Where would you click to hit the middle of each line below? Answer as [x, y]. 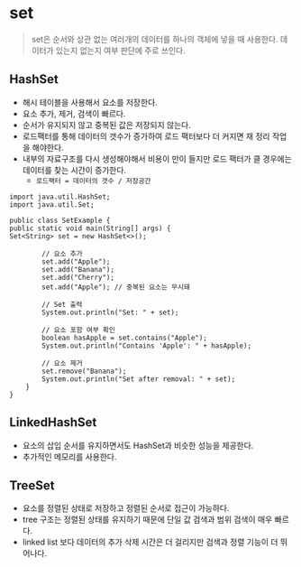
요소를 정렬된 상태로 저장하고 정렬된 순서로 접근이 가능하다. [126, 508]
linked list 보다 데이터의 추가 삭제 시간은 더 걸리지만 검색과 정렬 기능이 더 [150, 542]
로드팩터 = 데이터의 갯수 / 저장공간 [93, 181]
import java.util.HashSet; [60, 197]
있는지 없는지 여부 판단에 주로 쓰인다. [121, 50]
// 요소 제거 [62, 363]
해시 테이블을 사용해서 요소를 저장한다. [90, 102]
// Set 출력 [62, 304]
